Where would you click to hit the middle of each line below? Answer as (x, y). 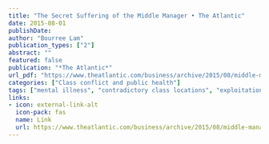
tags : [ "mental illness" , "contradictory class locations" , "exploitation (136, 90)
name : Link (34, 120)
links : (19, 98)
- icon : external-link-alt (53, 105)
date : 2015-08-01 (37, 23)
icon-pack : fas (41, 113)
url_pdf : (23, 75)
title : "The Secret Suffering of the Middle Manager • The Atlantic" (127, 16)
